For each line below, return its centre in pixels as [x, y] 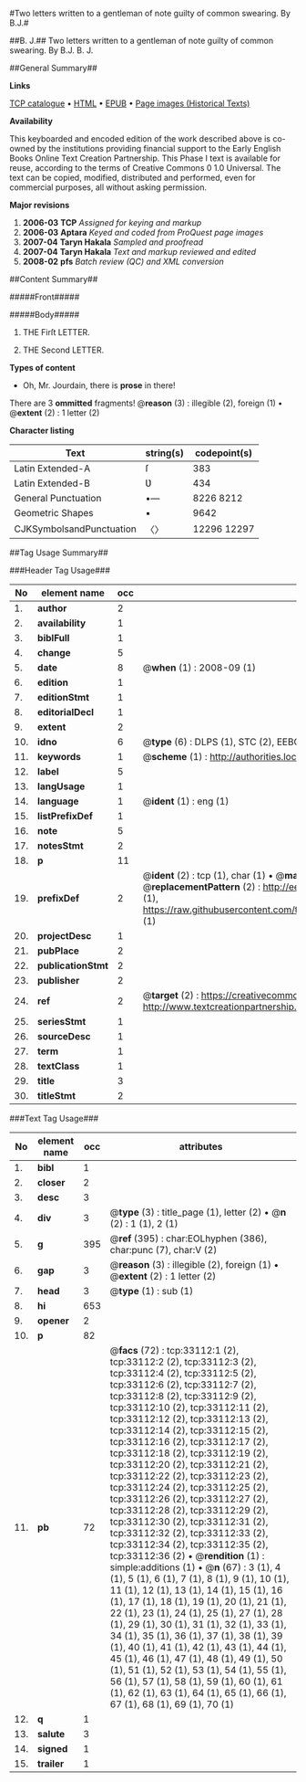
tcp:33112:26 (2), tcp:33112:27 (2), [189, 1499]
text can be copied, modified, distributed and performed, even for [133, 178]
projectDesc [65, 936]
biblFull [54, 638]
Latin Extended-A [52, 468]
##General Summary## [53, 68]
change [54, 653]
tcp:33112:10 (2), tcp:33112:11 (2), [189, 1408]
